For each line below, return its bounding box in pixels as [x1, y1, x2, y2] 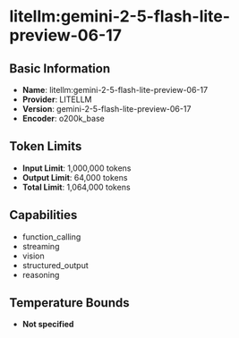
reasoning [21, 269, 60, 280]
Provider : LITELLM [21, 94, 92, 105]
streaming [21, 241, 60, 251]
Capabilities [9, 207, 78, 223]
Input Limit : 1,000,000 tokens [21, 163, 132, 173]
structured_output [21, 259, 90, 270]
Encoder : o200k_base [21, 114, 105, 123]
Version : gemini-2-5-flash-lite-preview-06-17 [21, 104, 192, 114]
